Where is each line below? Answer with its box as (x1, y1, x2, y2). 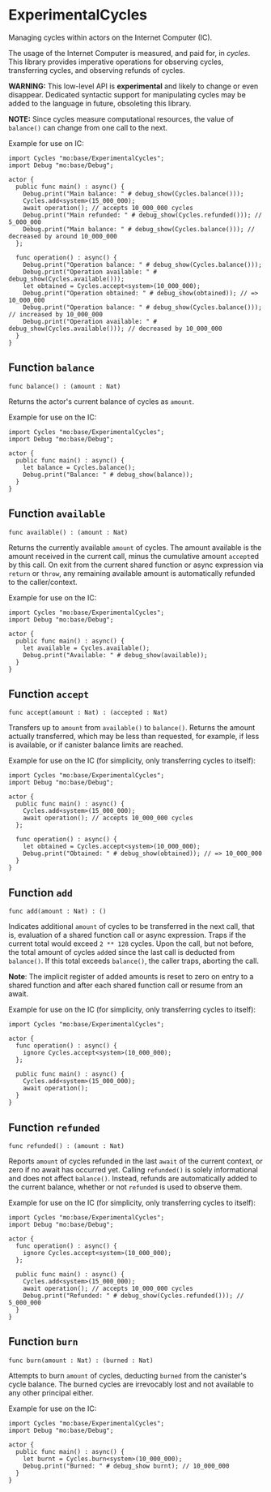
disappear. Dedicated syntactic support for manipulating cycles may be (8, 89, 247, 99)
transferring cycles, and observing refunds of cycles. (8, 65, 185, 75)
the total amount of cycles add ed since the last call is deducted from (8, 948, 235, 957)
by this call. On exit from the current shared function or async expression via (8, 560, 264, 570)
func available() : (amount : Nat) (8, 528, 129, 536)
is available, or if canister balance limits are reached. (8, 740, 184, 750)
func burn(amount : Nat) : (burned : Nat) (8, 1357, 154, 1365)
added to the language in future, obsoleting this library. (8, 98, 192, 108)
